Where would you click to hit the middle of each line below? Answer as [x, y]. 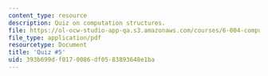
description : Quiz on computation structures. [87, 23]
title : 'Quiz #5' [37, 52]
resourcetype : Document [48, 45]
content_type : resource [48, 15]
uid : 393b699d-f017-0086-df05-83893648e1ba [82, 60]
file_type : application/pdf [55, 38]
